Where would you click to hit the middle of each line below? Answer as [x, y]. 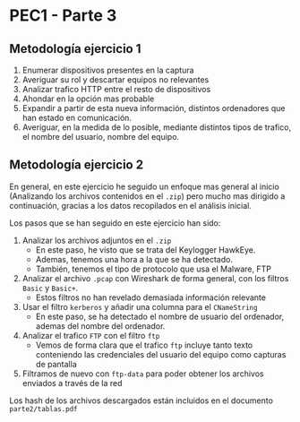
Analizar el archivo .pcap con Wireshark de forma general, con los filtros [155, 278]
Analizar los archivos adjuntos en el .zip [97, 240]
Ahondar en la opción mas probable [88, 99]
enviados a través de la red [72, 383]
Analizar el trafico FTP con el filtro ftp [91, 335]
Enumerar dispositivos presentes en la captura [108, 70]
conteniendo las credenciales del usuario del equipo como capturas [161, 354]
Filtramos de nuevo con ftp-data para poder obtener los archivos [143, 374]
